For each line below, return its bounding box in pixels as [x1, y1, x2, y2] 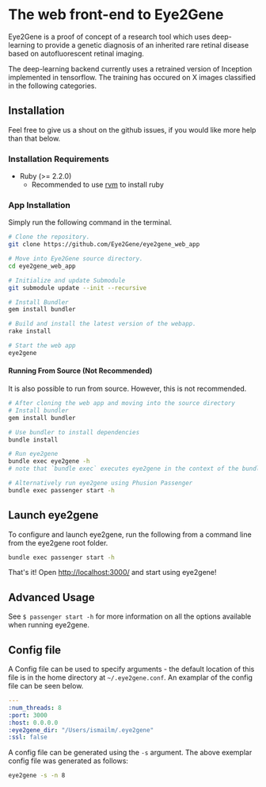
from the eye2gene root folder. [8, 538, 108, 547]
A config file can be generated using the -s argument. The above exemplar [8, 748, 253, 758]
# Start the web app [8, 341, 77, 350]
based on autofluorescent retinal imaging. [8, 48, 145, 58]
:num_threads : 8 [8, 704, 62, 712]
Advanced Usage [8, 590, 95, 604]
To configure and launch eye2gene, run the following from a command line [8, 530, 252, 539]
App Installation [8, 199, 71, 210]
